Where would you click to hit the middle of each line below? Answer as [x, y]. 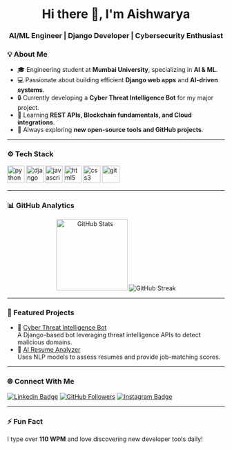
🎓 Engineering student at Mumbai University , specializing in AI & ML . [117, 70]
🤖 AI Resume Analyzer [49, 350]
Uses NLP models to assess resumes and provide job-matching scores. [119, 357]
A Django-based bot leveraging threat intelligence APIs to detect [109, 335]
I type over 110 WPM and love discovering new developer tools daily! [105, 439]
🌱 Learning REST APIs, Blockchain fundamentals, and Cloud [104, 115]
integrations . [36, 122]
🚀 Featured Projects [41, 312]
